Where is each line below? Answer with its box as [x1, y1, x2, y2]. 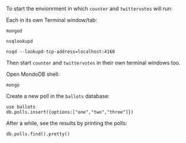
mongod [6, 28, 23, 34]
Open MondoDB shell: [6, 71, 60, 78]
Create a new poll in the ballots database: [6, 93, 110, 100]
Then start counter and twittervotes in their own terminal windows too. [6, 59, 181, 66]
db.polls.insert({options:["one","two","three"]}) [6, 109, 134, 115]
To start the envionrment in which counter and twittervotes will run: [6, 5, 173, 12]
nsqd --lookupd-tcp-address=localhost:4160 [6, 49, 116, 55]
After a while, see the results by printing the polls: [6, 120, 127, 126]
